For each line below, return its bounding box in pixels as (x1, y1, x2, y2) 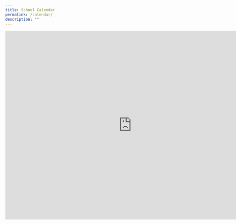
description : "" (5, 17, 39, 22)
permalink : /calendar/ (5, 12, 53, 17)
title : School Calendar (5, 7, 55, 13)
